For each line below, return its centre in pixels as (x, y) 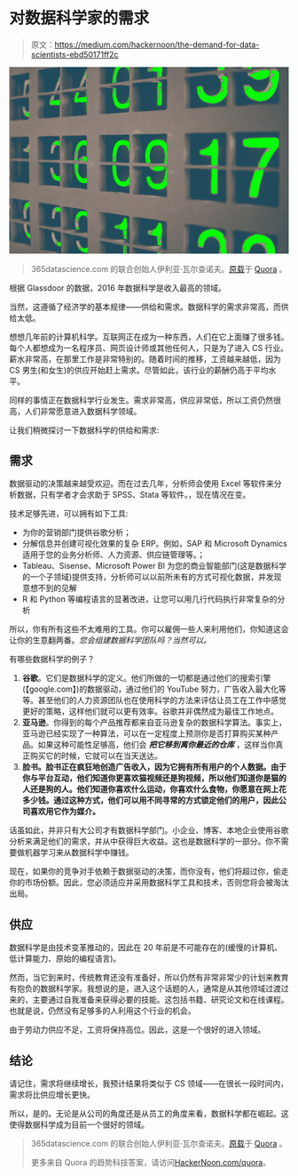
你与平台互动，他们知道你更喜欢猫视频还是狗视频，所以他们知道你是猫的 (154, 778)
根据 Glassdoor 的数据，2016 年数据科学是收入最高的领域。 (118, 288)
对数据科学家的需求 (79, 18)
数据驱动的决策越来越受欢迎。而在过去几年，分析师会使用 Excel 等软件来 (142, 484)
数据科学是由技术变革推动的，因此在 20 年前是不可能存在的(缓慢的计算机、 (146, 948)
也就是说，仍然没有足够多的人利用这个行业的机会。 (102, 1011)
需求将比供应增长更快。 (52, 1095)
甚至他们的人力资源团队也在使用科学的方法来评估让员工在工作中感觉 (162, 700)
